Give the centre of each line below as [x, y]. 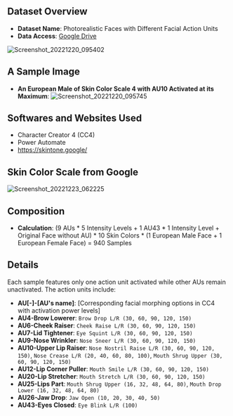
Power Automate [41, 143]
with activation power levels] [59, 310]
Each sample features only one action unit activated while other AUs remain [116, 282]
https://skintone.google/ [52, 150]
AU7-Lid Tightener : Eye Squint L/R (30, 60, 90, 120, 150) [105, 332]
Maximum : [33, 96]
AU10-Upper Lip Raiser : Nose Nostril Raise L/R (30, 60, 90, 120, [116, 348]
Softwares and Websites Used [75, 118]
